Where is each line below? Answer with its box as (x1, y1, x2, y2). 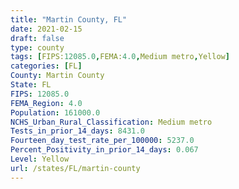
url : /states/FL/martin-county (10, 163, 141, 173)
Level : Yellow (10, 154, 70, 164)
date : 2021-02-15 (10, 24, 83, 34)
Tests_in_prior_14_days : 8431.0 (10, 126, 145, 136)
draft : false (10, 33, 65, 43)
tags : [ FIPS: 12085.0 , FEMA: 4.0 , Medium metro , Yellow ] (10, 52, 230, 62)
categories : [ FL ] (10, 61, 83, 71)
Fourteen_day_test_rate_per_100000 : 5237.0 (10, 136, 195, 146)
